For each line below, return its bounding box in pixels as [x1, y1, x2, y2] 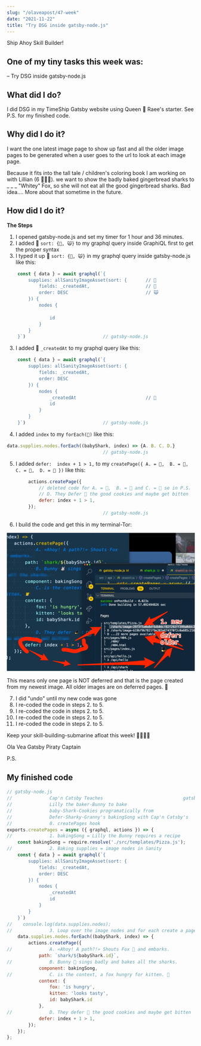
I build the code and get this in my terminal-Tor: [15, 521, 132, 528]
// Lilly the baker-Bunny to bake [7, 802, 128, 808]
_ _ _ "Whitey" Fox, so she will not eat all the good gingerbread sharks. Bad [7, 182, 190, 189]
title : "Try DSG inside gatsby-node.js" [7, 22, 109, 28]
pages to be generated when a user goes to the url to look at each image [7, 151, 186, 158]
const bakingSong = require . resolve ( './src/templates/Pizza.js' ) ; [17, 839, 186, 845]
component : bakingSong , [38, 965, 98, 971]
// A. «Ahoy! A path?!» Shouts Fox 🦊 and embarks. [7, 946, 170, 952]
